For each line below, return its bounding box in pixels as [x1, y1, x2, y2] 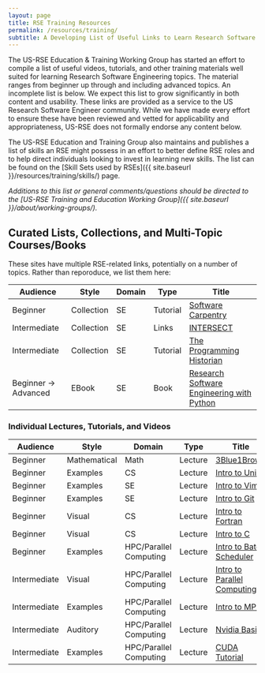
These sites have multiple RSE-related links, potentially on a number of [8, 260, 238, 269]
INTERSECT [188, 323, 233, 334]
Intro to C [215, 529, 250, 540]
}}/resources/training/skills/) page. [8, 171, 121, 181]
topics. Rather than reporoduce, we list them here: [8, 267, 171, 277]
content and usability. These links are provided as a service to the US [8, 97, 233, 107]
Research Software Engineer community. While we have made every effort [8, 106, 251, 115]
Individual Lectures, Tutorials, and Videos [8, 421, 171, 432]
